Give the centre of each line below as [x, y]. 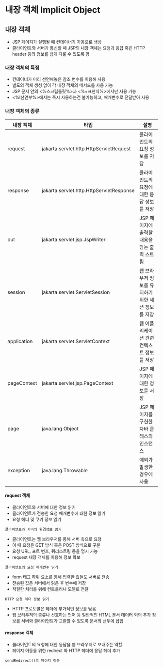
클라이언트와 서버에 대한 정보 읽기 [44, 507]
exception [19, 470]
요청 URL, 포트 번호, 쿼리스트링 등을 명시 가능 [55, 551]
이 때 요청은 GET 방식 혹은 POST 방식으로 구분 [56, 545]
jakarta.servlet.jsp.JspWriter [74, 239]
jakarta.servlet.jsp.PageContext [78, 383]
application [20, 341]
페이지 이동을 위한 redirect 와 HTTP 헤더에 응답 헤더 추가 [66, 651]
